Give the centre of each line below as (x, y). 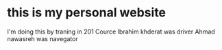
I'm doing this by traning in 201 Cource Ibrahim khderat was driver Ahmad (111, 32)
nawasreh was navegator (43, 38)
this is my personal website (87, 13)
